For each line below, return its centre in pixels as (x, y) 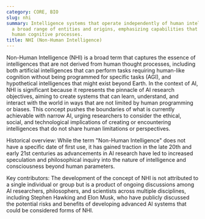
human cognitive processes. (48, 35)
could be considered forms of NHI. (50, 210)
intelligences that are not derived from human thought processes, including (101, 64)
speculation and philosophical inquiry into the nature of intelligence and (96, 160)
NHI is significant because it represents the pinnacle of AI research (91, 90)
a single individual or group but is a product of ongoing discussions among (100, 184)
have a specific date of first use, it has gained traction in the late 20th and (99, 147)
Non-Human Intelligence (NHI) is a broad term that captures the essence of (101, 57)
